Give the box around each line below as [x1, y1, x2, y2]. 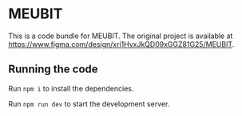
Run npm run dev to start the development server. [8, 99, 170, 108]
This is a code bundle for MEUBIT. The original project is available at [8, 31, 233, 41]
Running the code [8, 63, 98, 76]
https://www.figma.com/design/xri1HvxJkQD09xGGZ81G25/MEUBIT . [8, 39, 235, 48]
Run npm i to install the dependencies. [8, 83, 134, 93]
